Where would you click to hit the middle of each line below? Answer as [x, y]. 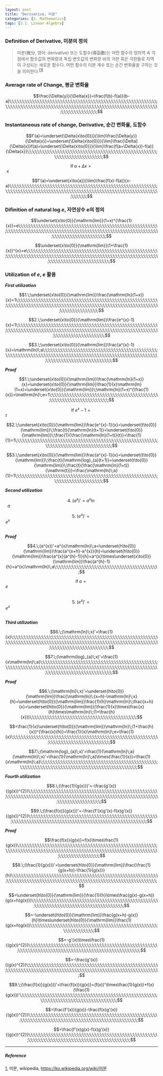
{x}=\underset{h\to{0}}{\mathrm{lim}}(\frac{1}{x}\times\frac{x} [81, 707]
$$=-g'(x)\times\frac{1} [81, 940]
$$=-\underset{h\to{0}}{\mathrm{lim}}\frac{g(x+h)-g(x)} [81, 915]
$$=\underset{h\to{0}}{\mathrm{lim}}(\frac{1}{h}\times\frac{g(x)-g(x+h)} [81, 895]
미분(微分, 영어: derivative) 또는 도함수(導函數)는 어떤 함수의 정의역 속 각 [86, 53]
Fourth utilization [23, 776]
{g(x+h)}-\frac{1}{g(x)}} [81, 870]
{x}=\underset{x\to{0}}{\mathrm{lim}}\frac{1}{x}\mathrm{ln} [81, 384]
